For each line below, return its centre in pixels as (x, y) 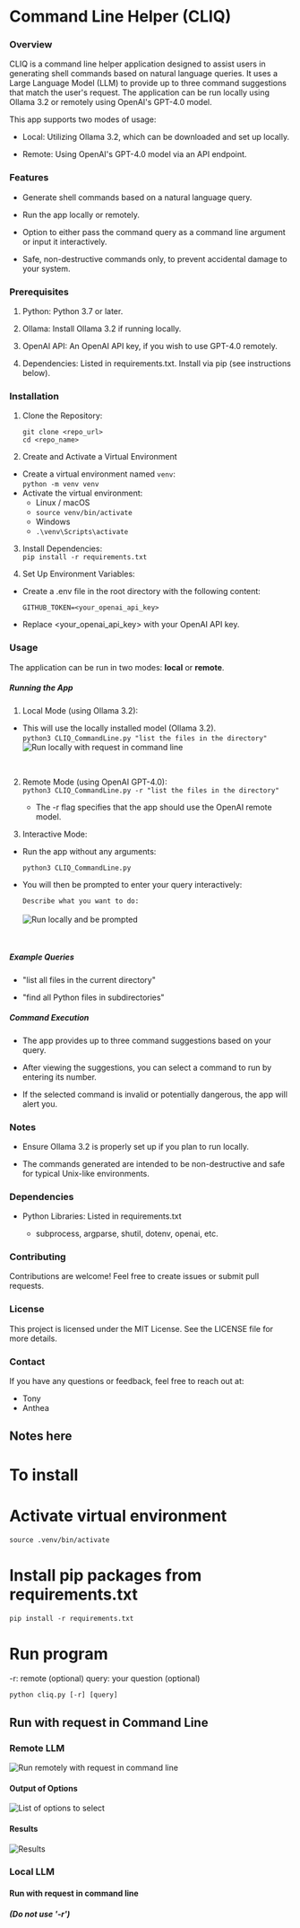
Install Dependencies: (62, 548)
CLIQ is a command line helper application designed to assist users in (137, 64)
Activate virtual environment (118, 1516)
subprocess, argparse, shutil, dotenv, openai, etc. (127, 1234)
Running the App (41, 688)
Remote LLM (37, 1748)
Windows (53, 521)
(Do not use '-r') (40, 1914)
